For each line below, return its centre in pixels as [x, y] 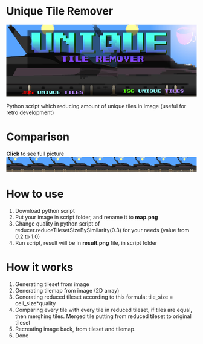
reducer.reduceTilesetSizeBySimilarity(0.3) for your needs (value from [102, 230]
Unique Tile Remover [60, 11]
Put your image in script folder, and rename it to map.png [86, 217]
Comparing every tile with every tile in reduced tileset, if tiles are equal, [103, 310]
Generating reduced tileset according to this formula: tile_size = [94, 297]
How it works [40, 268]
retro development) [30, 112]
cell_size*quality [35, 303]
